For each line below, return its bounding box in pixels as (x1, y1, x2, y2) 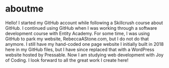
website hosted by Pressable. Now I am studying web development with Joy (5, 51, 164, 58)
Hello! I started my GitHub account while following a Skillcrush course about (5, 20, 163, 26)
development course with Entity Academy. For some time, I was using (5, 30, 150, 36)
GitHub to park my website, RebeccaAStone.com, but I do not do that (5, 36, 149, 42)
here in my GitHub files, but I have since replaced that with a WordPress (5, 46, 155, 52)
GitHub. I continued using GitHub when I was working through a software (5, 25, 157, 31)
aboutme (5, 3, 44, 15)
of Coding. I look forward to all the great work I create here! (5, 57, 129, 63)
